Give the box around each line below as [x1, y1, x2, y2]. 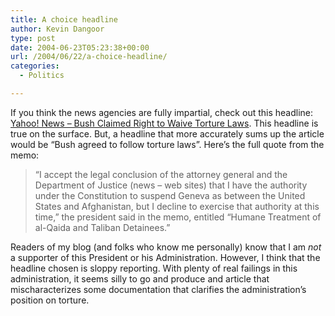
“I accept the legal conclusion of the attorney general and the [34, 168, 288, 180]
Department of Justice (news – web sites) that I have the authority [34, 179, 308, 191]
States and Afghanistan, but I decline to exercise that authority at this [34, 200, 320, 212]
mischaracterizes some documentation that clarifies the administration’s [10, 283, 307, 295]
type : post [10, 33, 56, 43]
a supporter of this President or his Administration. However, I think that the [10, 251, 321, 263]
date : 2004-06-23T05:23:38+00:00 [10, 42, 150, 53]
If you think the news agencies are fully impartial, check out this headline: [10, 106, 314, 118]
